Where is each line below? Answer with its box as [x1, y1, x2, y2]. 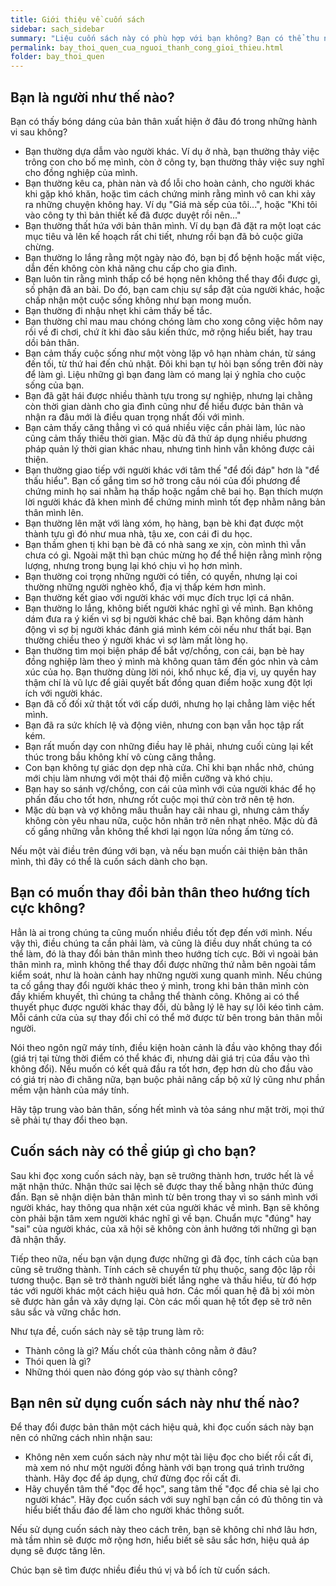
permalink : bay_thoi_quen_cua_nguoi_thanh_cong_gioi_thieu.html [10, 42, 284, 53]
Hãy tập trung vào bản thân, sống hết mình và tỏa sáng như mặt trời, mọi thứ [10, 1103, 325, 1115]
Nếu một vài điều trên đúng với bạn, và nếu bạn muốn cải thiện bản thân [10, 844, 308, 856]
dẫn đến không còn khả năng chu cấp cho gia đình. [24, 262, 238, 274]
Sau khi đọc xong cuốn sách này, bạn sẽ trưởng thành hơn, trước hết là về [10, 1169, 315, 1181]
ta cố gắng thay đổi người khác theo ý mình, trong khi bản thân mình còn [10, 979, 310, 991]
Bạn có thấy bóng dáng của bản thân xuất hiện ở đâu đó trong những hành [10, 115, 318, 127]
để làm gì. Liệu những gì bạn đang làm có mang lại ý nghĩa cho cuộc [24, 368, 307, 380]
